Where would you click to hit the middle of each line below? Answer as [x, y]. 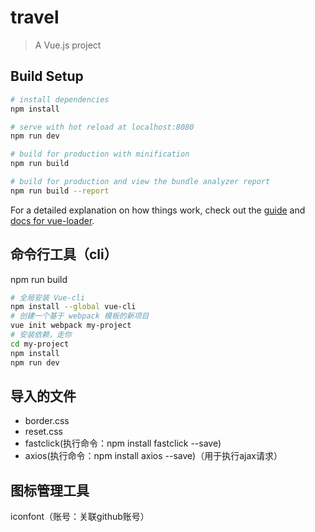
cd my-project [40, 344]
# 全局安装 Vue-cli [48, 297]
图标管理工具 [50, 490]
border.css [47, 421]
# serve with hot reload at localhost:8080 [102, 127]
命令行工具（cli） [64, 254]
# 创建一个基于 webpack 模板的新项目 [80, 316]
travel [35, 17]
